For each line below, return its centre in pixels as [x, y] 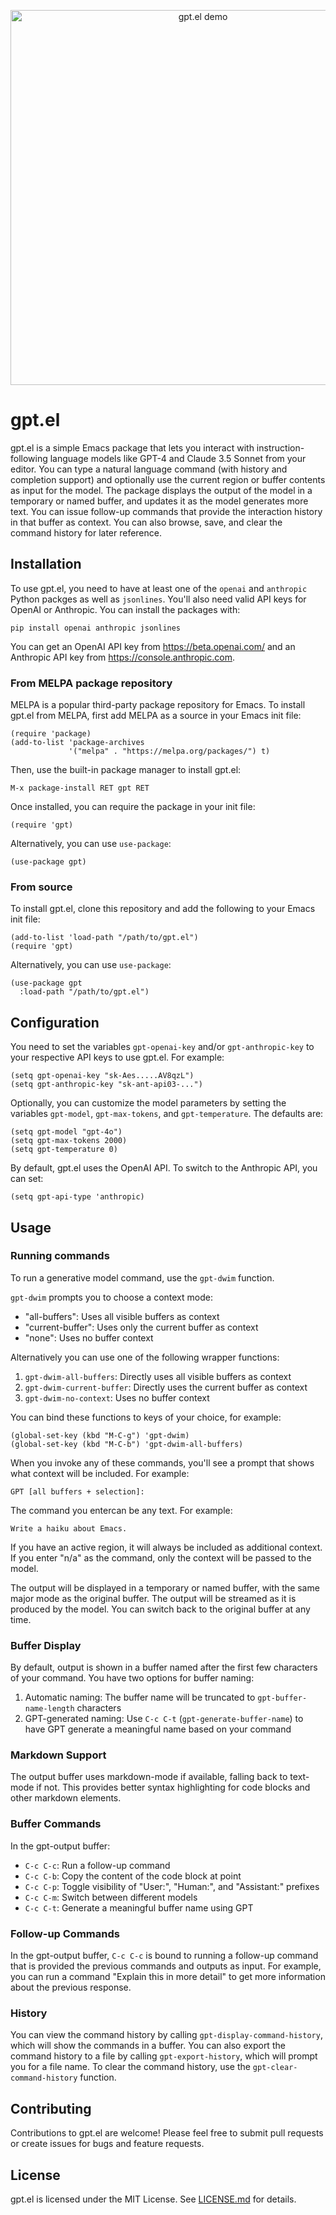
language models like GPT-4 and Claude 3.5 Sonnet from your [178, 458]
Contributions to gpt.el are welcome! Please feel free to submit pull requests [167, 2133]
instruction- [280, 447]
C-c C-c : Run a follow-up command [97, 1865]
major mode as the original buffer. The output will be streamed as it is [153, 1598]
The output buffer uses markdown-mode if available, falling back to [149, 1777]
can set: [27, 1179]
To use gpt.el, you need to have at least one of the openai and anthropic [159, 588]
